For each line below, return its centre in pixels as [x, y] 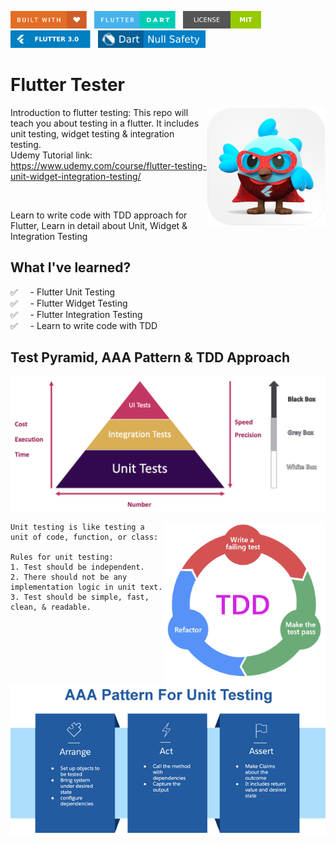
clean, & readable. [51, 607]
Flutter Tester [68, 85]
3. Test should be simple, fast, [80, 597]
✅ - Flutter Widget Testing [69, 303]
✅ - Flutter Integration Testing [76, 314]
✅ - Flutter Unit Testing [63, 292]
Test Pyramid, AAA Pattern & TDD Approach [150, 357]
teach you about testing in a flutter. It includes [105, 123]
